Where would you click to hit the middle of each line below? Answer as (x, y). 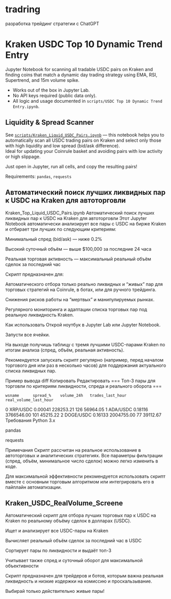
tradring (23, 9)
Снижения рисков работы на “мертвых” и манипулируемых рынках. (80, 299)
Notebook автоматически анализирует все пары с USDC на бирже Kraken (86, 224)
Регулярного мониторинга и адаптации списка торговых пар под (76, 309)
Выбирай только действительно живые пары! (55, 591)
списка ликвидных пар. (31, 371)
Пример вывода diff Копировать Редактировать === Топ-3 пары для (80, 381)
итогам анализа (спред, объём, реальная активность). (65, 350)
